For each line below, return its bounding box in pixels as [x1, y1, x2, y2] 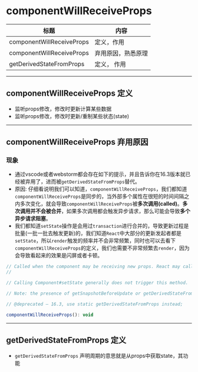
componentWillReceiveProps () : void [6, 312, 94, 318]
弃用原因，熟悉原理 [94, 49, 148, 57]
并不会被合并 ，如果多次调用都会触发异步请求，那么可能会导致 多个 [30, 208, 190, 215]
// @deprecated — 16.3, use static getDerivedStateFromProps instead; [6, 301, 183, 307]
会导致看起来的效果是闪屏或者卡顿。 [14, 252, 103, 259]
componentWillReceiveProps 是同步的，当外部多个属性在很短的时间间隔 [14, 193, 184, 200]
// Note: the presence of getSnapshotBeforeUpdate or [6, 291, 141, 296]
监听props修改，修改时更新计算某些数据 [14, 105, 112, 112]
